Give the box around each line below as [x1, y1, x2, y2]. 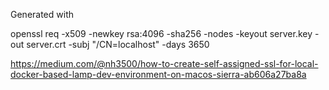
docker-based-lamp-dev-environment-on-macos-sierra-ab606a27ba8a [10, 69, 307, 80]
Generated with [10, 9, 74, 20]
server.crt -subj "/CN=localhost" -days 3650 [26, 39, 210, 50]
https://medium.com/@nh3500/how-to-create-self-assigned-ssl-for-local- [10, 58, 319, 69]
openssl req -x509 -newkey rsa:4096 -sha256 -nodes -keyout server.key [10, 28, 313, 39]
